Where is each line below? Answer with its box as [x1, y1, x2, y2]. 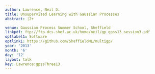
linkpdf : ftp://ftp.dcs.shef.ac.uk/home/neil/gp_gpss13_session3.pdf [5, 30, 151, 35]
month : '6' [5, 48, 27, 53]
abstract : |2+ [5, 16, 34, 21]
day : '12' [5, 52, 26, 57]
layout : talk [5, 57, 32, 62]
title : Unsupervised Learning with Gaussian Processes [5, 12, 120, 17]
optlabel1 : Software [5, 34, 48, 39]
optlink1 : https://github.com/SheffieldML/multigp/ [5, 39, 113, 44]
